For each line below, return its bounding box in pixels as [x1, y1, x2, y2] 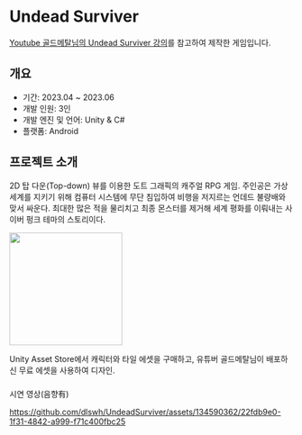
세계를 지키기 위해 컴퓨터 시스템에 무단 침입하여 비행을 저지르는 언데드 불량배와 [9, 191, 287, 202]
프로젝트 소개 [9, 155, 78, 170]
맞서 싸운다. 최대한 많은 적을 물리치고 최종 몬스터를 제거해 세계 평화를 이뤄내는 [9, 203, 284, 213]
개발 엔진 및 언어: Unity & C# [22, 114, 125, 125]
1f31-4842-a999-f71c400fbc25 [9, 416, 126, 427]
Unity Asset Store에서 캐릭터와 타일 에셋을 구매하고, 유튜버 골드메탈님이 [9, 353, 264, 364]
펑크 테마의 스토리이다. [25, 213, 106, 224]
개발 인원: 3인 [22, 103, 71, 113]
